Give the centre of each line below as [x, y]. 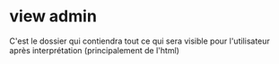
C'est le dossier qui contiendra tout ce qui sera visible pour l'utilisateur [140, 41]
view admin [53, 16]
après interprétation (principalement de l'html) [94, 50]
